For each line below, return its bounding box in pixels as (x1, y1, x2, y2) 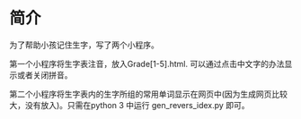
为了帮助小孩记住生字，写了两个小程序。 (9, 39, 159, 50)
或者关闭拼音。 (16, 69, 73, 81)
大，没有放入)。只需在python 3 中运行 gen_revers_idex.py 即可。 (9, 99, 250, 110)
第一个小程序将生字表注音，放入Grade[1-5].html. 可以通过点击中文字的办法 (9, 58, 285, 69)
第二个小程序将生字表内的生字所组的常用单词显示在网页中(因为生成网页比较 (9, 89, 288, 99)
